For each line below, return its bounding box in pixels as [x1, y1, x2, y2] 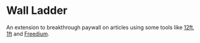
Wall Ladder [6, 4, 68, 18]
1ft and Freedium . [6, 30, 50, 37]
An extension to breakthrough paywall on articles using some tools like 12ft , [6, 24, 195, 31]
